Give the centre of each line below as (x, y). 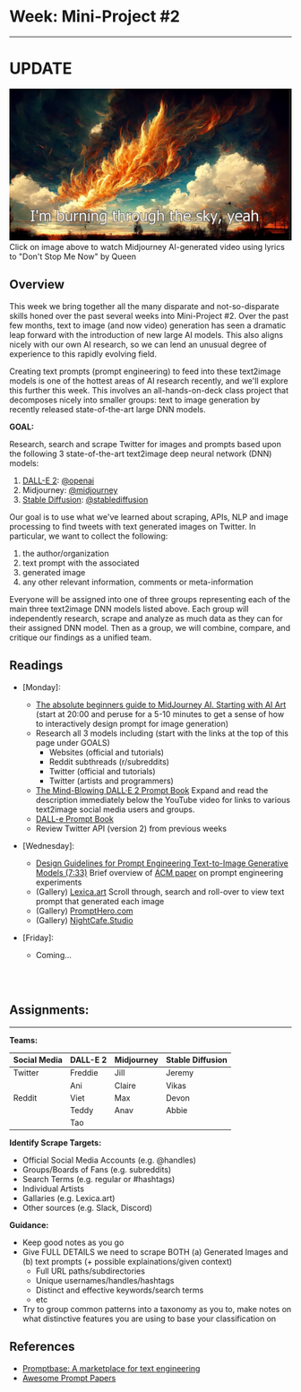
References (42, 1347)
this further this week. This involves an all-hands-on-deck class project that (149, 390)
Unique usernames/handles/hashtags (105, 1280)
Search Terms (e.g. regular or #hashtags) (99, 1179)
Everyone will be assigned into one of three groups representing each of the (150, 599)
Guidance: (29, 1224)
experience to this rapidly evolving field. (83, 354)
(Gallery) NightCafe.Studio (84, 920)
